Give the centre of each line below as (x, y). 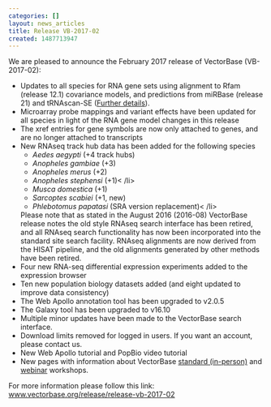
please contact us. (51, 345)
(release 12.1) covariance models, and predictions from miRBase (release (142, 95)
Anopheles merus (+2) (70, 172)
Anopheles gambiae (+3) (74, 164)
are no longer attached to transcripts (82, 138)
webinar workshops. (54, 371)
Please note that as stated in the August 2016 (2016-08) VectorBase (134, 215)
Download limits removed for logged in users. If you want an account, (136, 336)
